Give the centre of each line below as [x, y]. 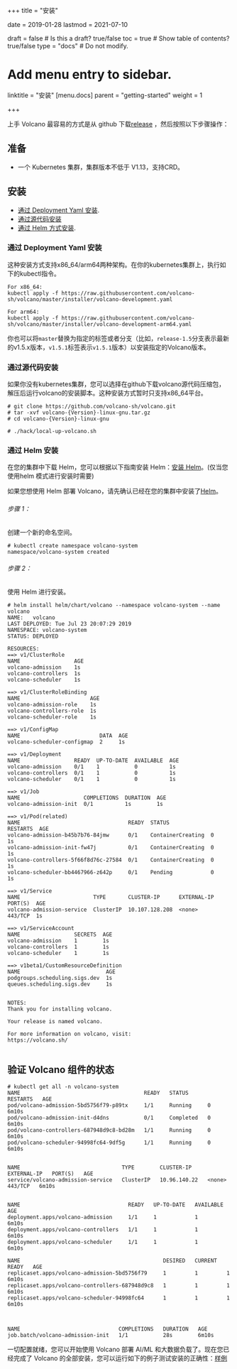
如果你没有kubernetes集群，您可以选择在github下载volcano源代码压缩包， [116, 384]
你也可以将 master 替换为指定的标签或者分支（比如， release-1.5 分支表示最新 [118, 338]
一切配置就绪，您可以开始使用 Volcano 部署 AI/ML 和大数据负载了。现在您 [115, 1349]
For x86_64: [25, 287]
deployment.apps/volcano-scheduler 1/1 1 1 [103, 1242]
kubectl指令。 [40, 273]
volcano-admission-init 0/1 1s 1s [85, 804]
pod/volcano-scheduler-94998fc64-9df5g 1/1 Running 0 [109, 1142]
